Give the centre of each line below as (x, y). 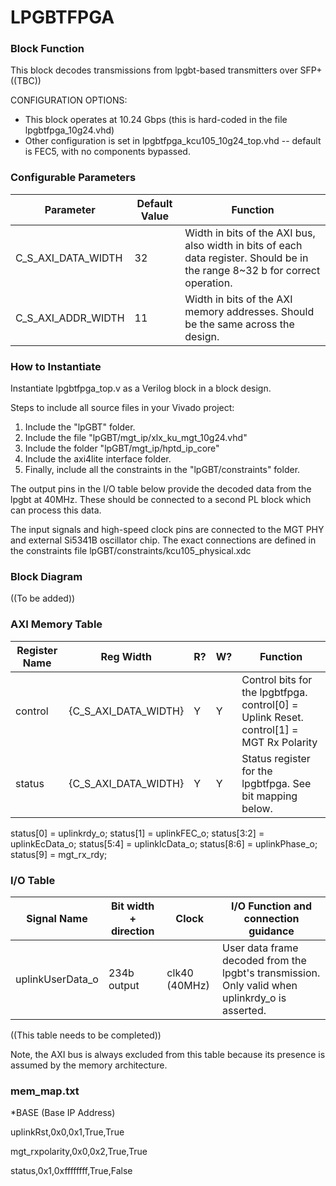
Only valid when (260, 985)
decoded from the (264, 960)
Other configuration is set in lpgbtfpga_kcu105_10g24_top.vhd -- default (173, 141)
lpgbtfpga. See (276, 783)
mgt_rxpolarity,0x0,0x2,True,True (79, 1152)
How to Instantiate (56, 366)
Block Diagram (46, 576)
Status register (276, 758)
